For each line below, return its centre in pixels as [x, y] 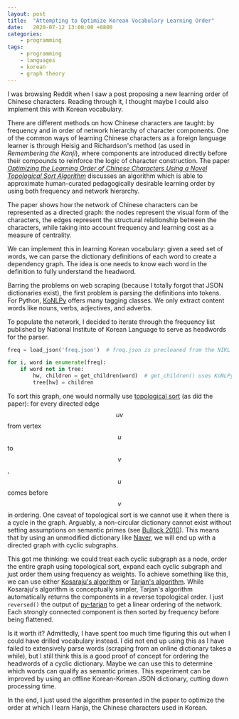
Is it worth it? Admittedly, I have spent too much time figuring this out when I [119, 633]
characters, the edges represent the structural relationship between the [112, 220]
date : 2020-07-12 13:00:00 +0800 [60, 27]
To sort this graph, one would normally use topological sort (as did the [110, 396]
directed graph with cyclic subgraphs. [63, 545]
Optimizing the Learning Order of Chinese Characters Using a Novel [107, 168]
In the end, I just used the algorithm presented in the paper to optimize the [116, 700]
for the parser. [28, 337]
